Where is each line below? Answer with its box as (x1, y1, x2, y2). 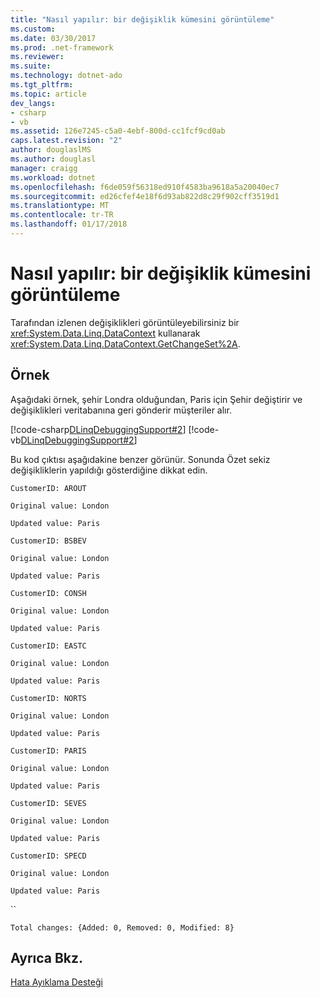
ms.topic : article (10, 89, 87, 99)
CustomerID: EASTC (10, 641, 87, 651)
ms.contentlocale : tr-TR (10, 210, 114, 220)
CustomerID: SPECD (10, 851, 87, 861)
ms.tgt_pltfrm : (10, 80, 74, 90)
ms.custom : (10, 24, 56, 34)
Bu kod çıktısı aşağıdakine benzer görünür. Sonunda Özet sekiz (10, 453, 271, 465)
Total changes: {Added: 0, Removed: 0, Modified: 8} (10, 922, 235, 933)
